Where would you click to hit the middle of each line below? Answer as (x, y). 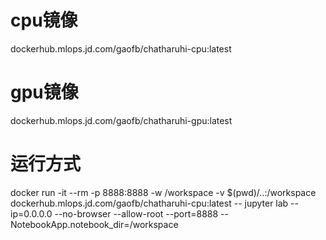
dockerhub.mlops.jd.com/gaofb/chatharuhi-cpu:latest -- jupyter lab (149, 203)
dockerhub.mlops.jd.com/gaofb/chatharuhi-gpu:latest (121, 120)
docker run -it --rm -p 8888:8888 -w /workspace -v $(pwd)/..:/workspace (163, 192)
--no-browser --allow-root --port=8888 (136, 213)
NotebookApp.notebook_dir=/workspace (94, 224)
